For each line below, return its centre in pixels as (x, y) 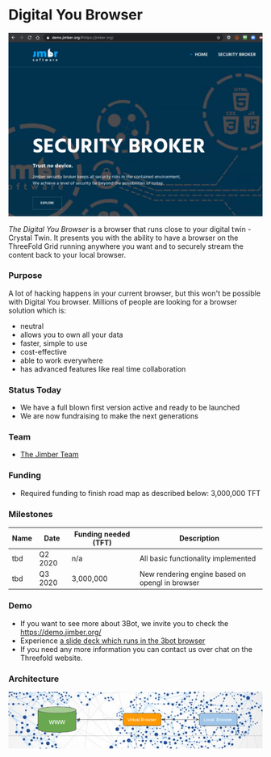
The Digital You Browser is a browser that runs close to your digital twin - (130, 229)
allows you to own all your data (71, 334)
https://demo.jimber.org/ (61, 632)
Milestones (31, 514)
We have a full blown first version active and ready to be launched (130, 408)
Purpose (25, 275)
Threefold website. (51, 658)
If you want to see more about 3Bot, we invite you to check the (124, 623)
